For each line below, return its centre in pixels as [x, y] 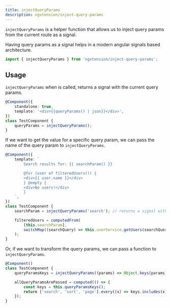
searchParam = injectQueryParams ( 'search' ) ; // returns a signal [85, 211]
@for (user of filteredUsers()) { [60, 173]
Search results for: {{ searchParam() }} [68, 164]
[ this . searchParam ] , [45, 225]
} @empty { [35, 183]
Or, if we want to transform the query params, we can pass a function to [81, 249]
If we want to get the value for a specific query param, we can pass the [80, 140]
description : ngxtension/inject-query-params [54, 15]
